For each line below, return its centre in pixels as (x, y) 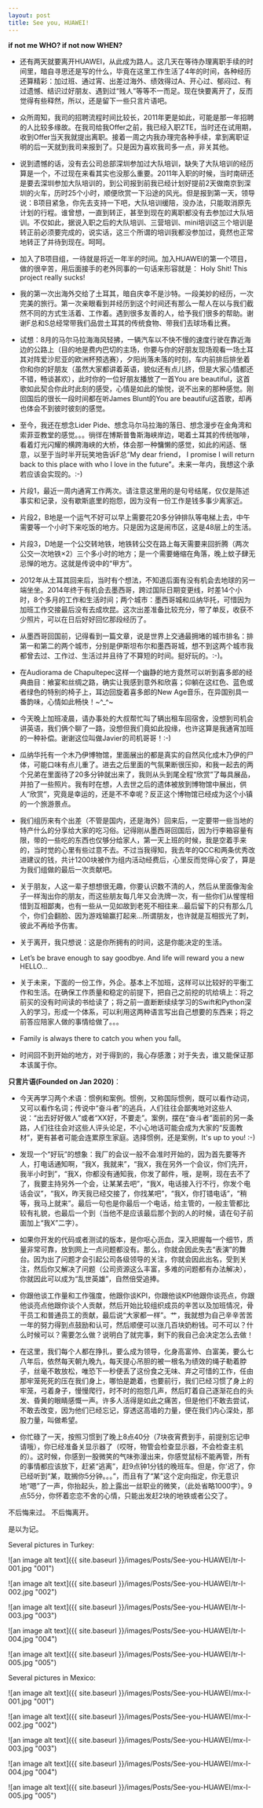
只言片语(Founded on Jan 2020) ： (65, 1081)
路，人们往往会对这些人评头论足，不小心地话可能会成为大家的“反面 (128, 1127)
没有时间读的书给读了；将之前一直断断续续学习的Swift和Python (142, 1002)
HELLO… (34, 966)
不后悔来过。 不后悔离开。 (50, 1512)
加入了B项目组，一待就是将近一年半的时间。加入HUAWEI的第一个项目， (135, 258)
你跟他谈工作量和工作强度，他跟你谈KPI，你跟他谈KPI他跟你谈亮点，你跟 (137, 1295)
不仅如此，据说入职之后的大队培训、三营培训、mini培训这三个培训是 (143, 222)
